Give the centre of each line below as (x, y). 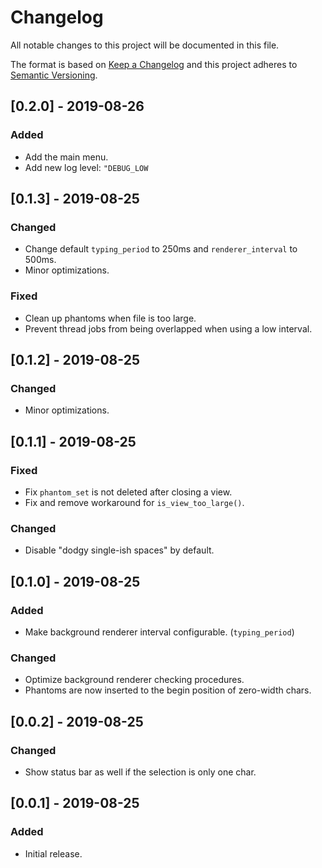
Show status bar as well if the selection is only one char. (140, 772)
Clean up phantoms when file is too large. (110, 318)
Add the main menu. (66, 157)
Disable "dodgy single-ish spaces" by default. (119, 550)
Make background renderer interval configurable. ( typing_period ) (159, 632)
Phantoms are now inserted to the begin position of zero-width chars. (168, 690)
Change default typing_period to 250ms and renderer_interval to (161, 249)
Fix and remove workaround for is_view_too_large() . (134, 502)
